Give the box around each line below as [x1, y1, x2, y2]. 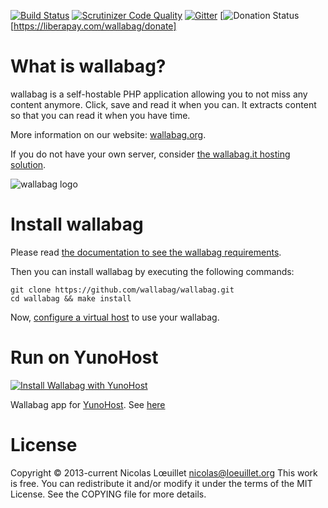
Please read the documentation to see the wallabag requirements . [10, 246, 282, 258]
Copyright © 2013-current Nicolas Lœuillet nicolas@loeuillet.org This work [10, 466, 318, 479]
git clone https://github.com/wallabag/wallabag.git [10, 285, 235, 295]
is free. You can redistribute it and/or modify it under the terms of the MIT [10, 477, 313, 489]
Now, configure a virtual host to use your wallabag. [10, 311, 220, 323]
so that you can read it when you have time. [10, 109, 191, 121]
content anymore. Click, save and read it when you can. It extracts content [10, 98, 317, 110]
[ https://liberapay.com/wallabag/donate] [10, 20, 177, 32]
